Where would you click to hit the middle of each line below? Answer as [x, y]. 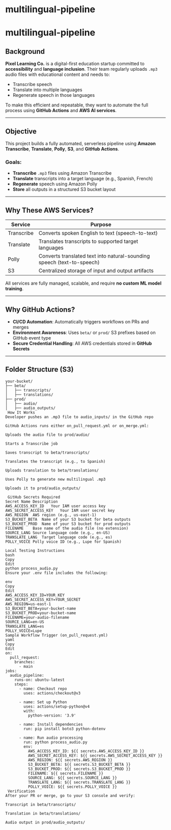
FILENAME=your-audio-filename [37, 617]
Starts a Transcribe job [32, 444]
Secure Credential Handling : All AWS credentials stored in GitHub [82, 343]
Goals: [13, 162]
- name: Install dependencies [51, 724]
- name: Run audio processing [51, 738]
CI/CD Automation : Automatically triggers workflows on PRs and [81, 321]
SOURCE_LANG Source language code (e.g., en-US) [58, 533]
